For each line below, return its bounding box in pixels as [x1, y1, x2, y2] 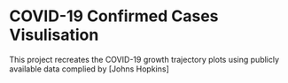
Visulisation [9, 25, 99, 45]
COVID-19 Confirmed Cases [9, 6, 219, 26]
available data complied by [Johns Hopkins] [9, 64, 170, 74]
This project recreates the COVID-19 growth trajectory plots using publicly [9, 54, 280, 64]
